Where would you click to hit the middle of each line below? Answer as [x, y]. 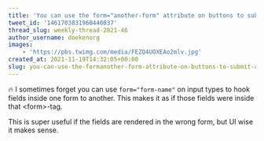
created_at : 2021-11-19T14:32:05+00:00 [73, 60]
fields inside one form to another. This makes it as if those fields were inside [131, 98]
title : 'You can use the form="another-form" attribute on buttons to [126, 15]
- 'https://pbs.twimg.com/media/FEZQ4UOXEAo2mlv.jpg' [112, 52]
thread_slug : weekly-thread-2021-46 [68, 30]
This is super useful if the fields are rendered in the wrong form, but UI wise [131, 121]
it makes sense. [33, 130]
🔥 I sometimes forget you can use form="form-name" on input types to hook [129, 89]
